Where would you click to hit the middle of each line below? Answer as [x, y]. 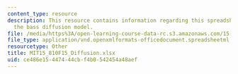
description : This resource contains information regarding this [106, 20]
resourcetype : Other [38, 47]
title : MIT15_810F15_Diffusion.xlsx [61, 54]
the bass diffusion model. [53, 27]
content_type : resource [42, 14]
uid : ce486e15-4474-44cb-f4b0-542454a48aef [73, 60]
